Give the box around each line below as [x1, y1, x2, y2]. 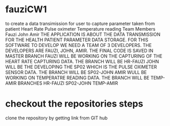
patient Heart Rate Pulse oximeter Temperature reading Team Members [5, 26, 156, 32]
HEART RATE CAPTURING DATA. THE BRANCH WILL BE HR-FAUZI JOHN [5, 58, 159, 64]
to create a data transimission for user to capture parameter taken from [5, 20, 155, 27]
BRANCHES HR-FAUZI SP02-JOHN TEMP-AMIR [17, 80, 118, 86]
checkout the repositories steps [5, 98, 143, 110]
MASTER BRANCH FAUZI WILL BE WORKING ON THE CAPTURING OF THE [5, 53, 162, 59]
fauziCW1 [5, 4, 47, 15]
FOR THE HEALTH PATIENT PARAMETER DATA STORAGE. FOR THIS [5, 37, 149, 43]
